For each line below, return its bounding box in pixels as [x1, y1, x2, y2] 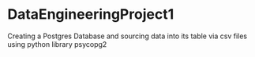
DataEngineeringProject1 [7, 5, 174, 23]
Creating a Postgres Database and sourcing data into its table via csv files [7, 31, 248, 41]
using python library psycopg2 [7, 39, 107, 48]
